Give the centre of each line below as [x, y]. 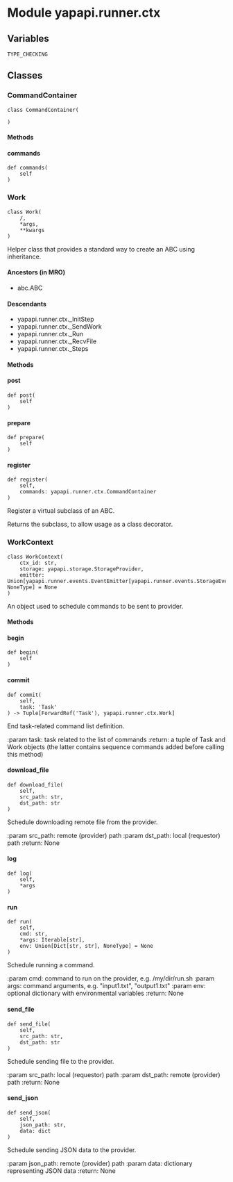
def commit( [24, 695]
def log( [20, 873]
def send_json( [29, 1113]
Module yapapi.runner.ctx [84, 13]
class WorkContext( [35, 557]
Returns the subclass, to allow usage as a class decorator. [90, 524]
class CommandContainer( [43, 110]
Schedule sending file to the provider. [61, 1061]
